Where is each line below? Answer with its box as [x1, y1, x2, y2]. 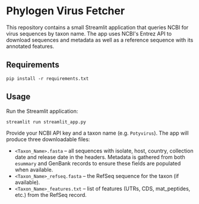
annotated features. [6, 43, 55, 50]
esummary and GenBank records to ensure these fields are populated [14, 160, 181, 167]
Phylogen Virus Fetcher [6, 4, 125, 18]
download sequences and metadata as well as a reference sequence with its [6, 36, 194, 43]
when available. [14, 166, 53, 173]
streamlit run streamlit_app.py [6, 119, 86, 125]
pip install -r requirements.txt [6, 75, 89, 81]
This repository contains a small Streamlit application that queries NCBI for [6, 24, 189, 31]
